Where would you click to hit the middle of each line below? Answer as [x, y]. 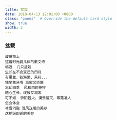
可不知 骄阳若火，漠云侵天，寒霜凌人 [38, 98]
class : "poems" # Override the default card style [58, 18]
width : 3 [14, 28]
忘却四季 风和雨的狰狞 [26, 88]
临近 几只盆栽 [18, 67]
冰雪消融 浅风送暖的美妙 [26, 108]
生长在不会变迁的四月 [23, 72]
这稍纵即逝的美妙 [20, 114]
